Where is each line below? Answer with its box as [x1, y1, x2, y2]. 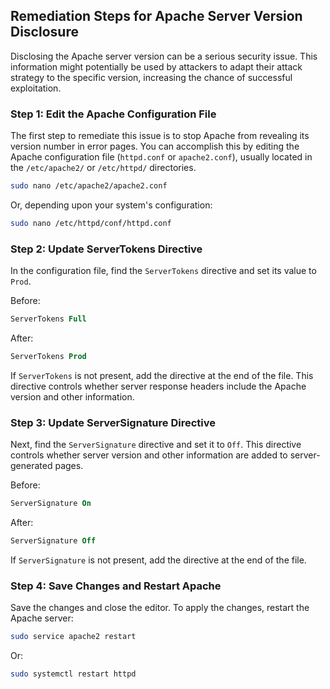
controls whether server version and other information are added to [10, 449, 288, 461]
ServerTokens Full [10, 314, 87, 324]
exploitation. [10, 82, 62, 94]
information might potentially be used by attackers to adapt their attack [10, 60, 303, 73]
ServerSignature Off [10, 536, 97, 546]
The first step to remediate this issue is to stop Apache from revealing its [10, 130, 310, 142]
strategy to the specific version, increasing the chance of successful [10, 71, 293, 83]
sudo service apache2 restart [10, 632, 137, 642]
